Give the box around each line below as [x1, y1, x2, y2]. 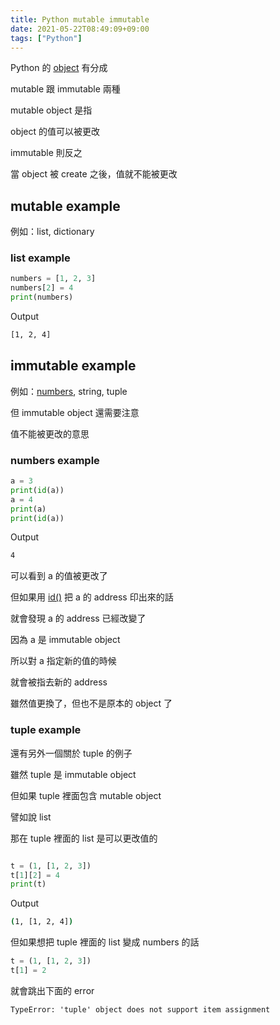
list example [10, 251, 71, 265]
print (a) [10, 504, 47, 514]
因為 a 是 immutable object [10, 634, 121, 646]
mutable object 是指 [10, 104, 93, 116]
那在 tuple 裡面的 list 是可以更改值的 [10, 832, 158, 844]
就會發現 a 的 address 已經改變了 [10, 612, 147, 625]
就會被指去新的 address [10, 676, 108, 688]
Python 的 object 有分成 [10, 62, 108, 74]
